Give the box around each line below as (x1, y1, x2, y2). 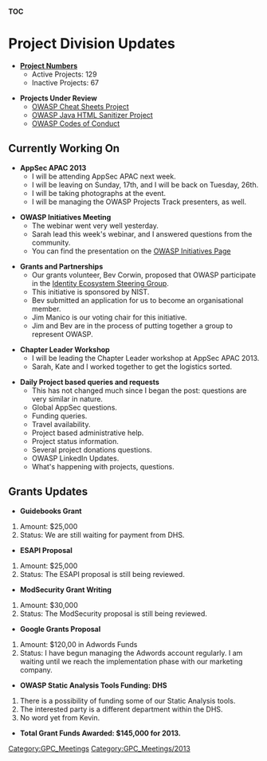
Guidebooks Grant (19, 506, 82, 516)
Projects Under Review (19, 93, 97, 103)
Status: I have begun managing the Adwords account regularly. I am (19, 648, 243, 657)
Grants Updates (8, 485, 88, 499)
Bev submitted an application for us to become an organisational (31, 295, 244, 305)
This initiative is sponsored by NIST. (31, 287, 150, 296)
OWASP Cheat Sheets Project (31, 101, 129, 111)
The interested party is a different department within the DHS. (19, 704, 223, 714)
